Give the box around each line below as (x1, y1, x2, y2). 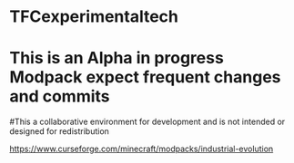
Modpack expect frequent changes (9, 67, 281, 88)
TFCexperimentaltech (9, 6, 179, 27)
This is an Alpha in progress (9, 48, 225, 69)
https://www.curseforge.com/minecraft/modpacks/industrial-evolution (9, 143, 274, 155)
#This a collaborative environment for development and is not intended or (9, 116, 286, 128)
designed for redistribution (9, 126, 109, 137)
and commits (9, 86, 111, 107)
